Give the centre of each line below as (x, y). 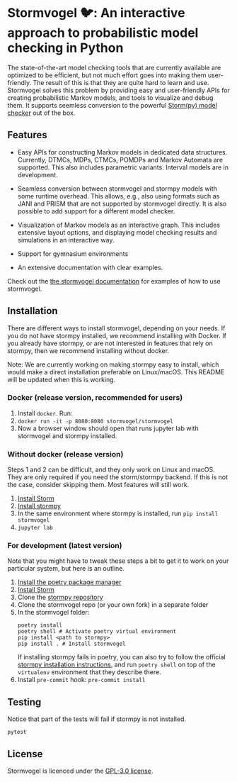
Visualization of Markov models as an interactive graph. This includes (119, 225)
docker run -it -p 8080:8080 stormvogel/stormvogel (95, 421)
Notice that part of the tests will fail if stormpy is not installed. (97, 719)
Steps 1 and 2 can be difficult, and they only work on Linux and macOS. (111, 470)
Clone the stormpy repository (60, 597)
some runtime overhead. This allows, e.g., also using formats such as (118, 196)
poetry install (40, 625)
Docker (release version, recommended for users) (95, 398)
